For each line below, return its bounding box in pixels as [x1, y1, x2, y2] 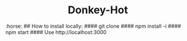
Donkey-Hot [67, 3, 128, 17]
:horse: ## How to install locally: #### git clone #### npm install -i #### [5, 23, 181, 29]
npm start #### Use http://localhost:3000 [5, 28, 107, 35]
